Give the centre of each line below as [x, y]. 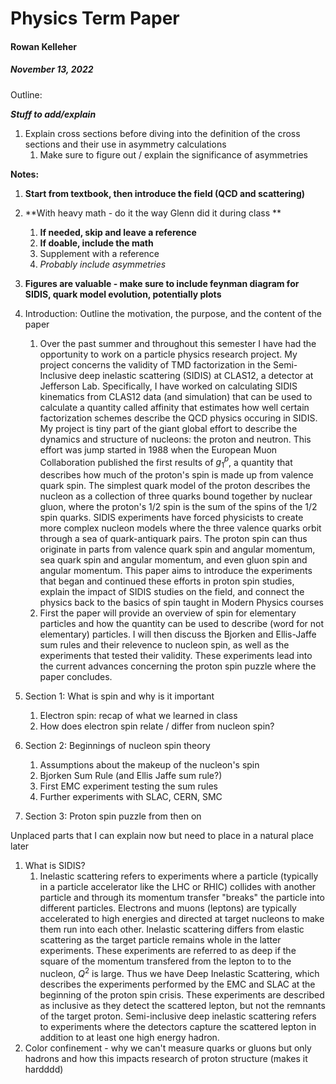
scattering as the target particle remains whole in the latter [160, 940]
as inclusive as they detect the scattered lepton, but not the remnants [182, 1005]
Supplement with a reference [99, 253]
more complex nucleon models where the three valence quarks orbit [180, 528]
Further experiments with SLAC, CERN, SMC [131, 797]
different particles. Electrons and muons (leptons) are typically [168, 908]
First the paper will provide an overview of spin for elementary [168, 613]
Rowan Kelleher [43, 46]
